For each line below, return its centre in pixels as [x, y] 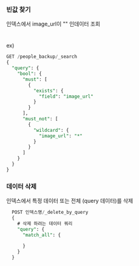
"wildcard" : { [51, 130]
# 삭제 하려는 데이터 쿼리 [45, 223]
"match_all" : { [42, 235]
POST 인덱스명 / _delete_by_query [50, 213]
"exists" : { [48, 90]
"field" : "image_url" [66, 96]
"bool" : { [30, 74]
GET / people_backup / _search [42, 57]
